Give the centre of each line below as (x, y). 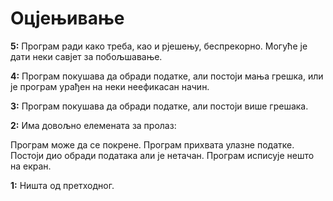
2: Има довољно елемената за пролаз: (93, 125)
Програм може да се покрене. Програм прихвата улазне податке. (152, 144)
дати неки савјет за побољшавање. (86, 56)
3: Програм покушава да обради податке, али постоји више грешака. (159, 106)
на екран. (31, 166)
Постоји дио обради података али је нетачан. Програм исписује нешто (162, 155)
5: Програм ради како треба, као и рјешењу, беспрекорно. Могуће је (159, 46)
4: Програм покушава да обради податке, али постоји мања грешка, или (167, 76)
